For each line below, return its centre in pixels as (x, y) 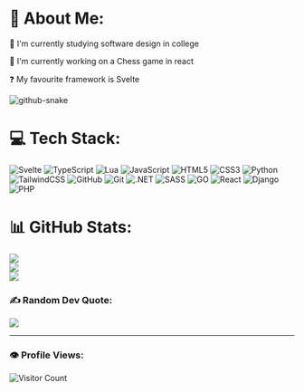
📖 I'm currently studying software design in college (104, 43)
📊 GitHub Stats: (71, 228)
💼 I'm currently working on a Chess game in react (102, 61)
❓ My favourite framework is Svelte (75, 79)
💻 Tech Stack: (65, 139)
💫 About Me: (57, 19)
